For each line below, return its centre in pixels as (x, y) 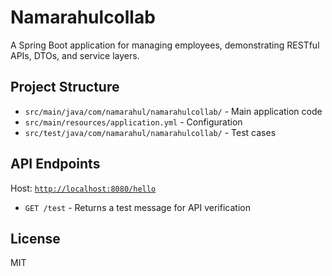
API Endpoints (55, 164)
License (35, 238)
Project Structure (65, 87)
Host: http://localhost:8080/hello (83, 188)
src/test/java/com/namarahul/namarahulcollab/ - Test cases (150, 132)
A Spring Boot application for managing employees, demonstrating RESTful (165, 45)
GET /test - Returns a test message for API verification (137, 207)
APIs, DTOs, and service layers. (75, 55)
